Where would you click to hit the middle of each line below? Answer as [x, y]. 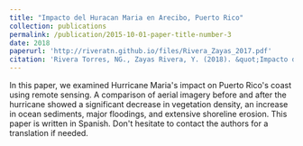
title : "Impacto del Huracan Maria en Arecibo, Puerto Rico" [127, 18]
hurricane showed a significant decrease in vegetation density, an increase [149, 104]
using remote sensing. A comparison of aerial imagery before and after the [148, 95]
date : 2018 [30, 43]
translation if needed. [49, 133]
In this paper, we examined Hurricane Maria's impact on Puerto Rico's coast [150, 85]
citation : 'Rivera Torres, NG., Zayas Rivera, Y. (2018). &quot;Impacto [149, 59]
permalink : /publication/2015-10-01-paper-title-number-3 [120, 34]
